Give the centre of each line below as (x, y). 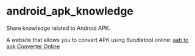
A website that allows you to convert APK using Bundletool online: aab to (97, 40)
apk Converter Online (33, 46)
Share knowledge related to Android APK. (58, 28)
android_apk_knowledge (70, 11)
